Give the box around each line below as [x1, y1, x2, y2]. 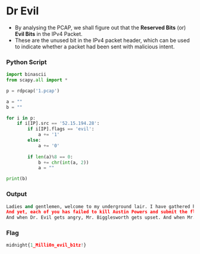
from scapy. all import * [6, 77, 68, 83]
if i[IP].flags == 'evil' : [27, 126, 95, 132]
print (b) [6, 176, 28, 182]
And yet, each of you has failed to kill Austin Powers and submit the [6, 209, 187, 215]
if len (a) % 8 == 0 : [27, 154, 73, 160]
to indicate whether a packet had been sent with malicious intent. [14, 43, 175, 50]
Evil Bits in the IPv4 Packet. [14, 30, 83, 37]
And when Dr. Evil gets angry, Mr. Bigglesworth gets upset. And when [6, 215, 185, 221]
